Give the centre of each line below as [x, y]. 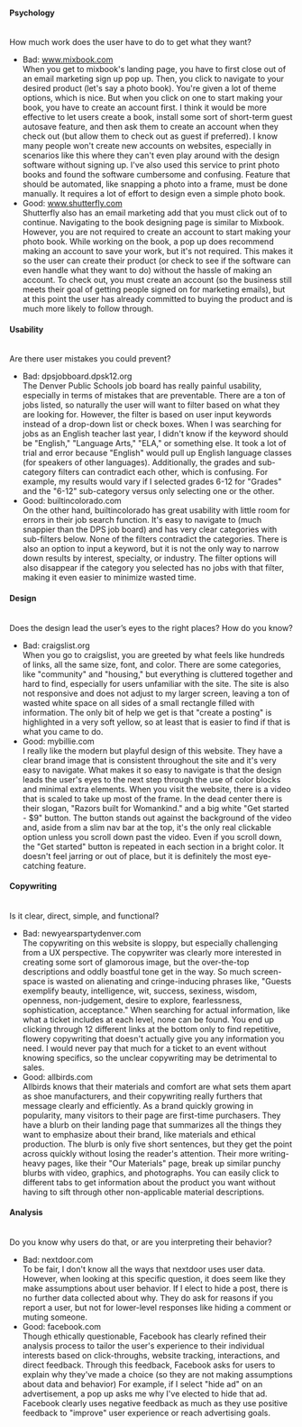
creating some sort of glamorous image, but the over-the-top [136, 962]
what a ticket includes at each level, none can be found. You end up [148, 1020]
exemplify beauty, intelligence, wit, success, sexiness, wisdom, [140, 991]
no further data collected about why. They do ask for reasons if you [147, 1298]
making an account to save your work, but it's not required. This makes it [158, 252]
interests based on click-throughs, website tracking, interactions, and [151, 1356]
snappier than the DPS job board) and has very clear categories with [150, 530]
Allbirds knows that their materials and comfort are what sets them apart [156, 1086]
